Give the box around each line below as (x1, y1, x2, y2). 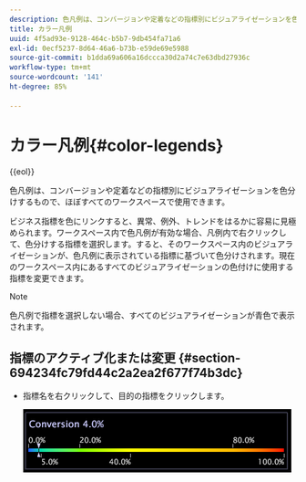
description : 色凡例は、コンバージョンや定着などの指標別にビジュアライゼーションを (9, 15, 292, 24)
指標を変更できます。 (9, 272, 89, 283)
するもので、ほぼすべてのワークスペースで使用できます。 (16, 196, 230, 207)
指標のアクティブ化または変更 (9, 350, 176, 365)
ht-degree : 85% (9, 82, 67, 91)
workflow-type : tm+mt (9, 63, 92, 72)
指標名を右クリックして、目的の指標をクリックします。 (22, 391, 229, 402)
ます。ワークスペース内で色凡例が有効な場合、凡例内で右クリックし (33, 226, 287, 237)
